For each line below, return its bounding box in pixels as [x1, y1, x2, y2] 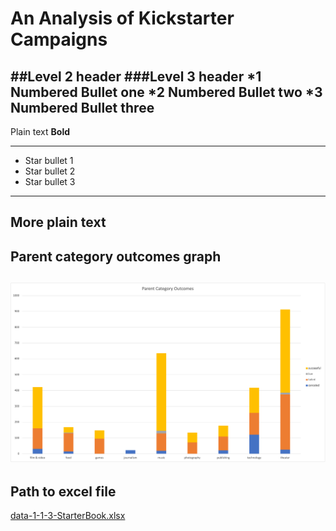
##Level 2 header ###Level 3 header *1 [10, 68, 262, 85]
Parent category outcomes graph [10, 248, 222, 265]
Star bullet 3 [24, 176, 76, 187]
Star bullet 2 [24, 165, 76, 177]
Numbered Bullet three [10, 99, 155, 116]
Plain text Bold [10, 126, 70, 137]
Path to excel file [10, 483, 117, 500]
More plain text [10, 214, 107, 231]
